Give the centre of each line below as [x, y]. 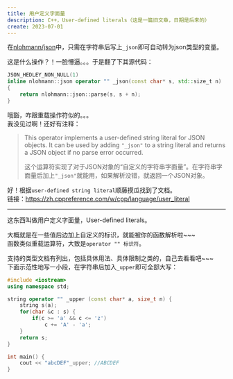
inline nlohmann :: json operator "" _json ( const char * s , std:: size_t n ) [114, 82]
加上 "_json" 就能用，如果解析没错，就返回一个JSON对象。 [126, 175]
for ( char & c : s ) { [48, 312]
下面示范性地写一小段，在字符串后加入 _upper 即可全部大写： [93, 267]
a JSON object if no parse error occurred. [84, 152]
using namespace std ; [38, 286]
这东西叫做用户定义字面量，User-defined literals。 [79, 220]
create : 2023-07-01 [35, 26]
